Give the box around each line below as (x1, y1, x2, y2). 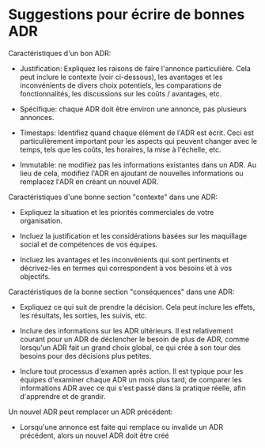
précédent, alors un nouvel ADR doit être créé (19, 431, 169, 440)
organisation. (19, 216, 63, 225)
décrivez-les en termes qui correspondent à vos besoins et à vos (19, 263, 233, 273)
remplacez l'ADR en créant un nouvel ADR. (19, 176, 159, 186)
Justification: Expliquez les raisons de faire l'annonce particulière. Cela (19, 63, 252, 73)
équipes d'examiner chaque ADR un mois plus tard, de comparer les (19, 375, 243, 384)
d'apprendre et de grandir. (19, 391, 106, 401)
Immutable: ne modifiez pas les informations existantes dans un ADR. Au (19, 160, 257, 169)
